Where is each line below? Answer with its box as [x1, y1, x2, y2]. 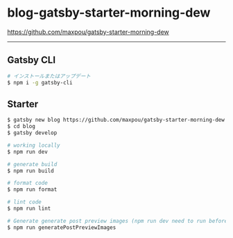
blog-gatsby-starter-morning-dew [7, 5, 211, 21]
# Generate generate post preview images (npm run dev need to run [7, 217, 207, 224]
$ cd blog [7, 123, 36, 130]
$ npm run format [7, 186, 58, 193]
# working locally [7, 142, 60, 149]
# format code [7, 180, 49, 187]
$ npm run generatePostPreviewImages [7, 223, 116, 231]
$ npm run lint [7, 205, 51, 212]
